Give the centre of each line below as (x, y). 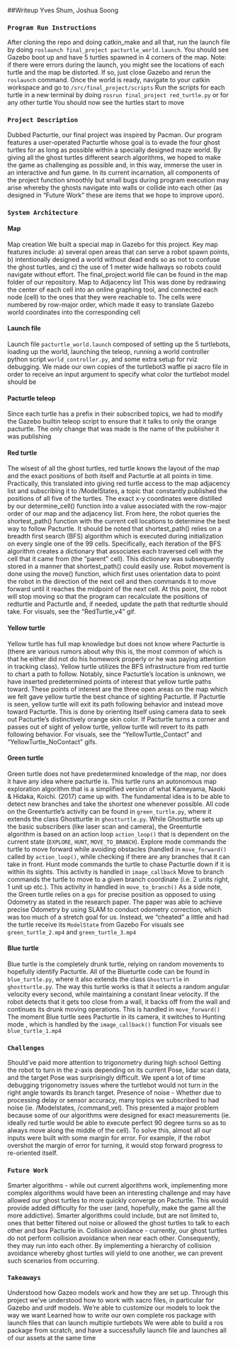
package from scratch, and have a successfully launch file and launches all (117, 1330)
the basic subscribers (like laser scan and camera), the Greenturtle (105, 827)
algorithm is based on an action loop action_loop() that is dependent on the (119, 834)
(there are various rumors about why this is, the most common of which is (115, 651)
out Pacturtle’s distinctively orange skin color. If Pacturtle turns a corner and (118, 719)
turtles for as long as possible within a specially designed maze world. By (114, 150)
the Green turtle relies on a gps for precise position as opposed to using (112, 894)
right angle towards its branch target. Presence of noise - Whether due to (114, 1093)
